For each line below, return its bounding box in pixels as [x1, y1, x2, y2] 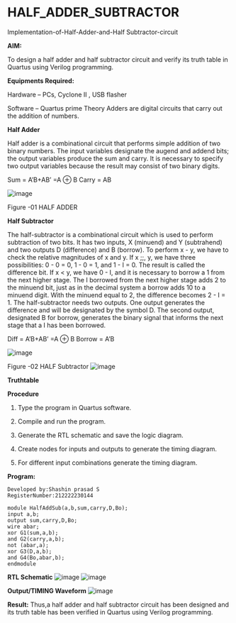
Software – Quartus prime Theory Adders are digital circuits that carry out [7, 104, 223, 112]
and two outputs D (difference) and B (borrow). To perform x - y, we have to [7, 246, 229, 254]
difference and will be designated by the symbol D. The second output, [7, 306, 215, 314]
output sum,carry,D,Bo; [7, 517, 78, 524]
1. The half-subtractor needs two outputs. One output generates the [7, 298, 206, 307]
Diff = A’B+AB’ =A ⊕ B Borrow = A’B [7, 334, 115, 343]
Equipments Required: [7, 76, 74, 85]
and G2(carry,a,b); [7, 535, 65, 543]
